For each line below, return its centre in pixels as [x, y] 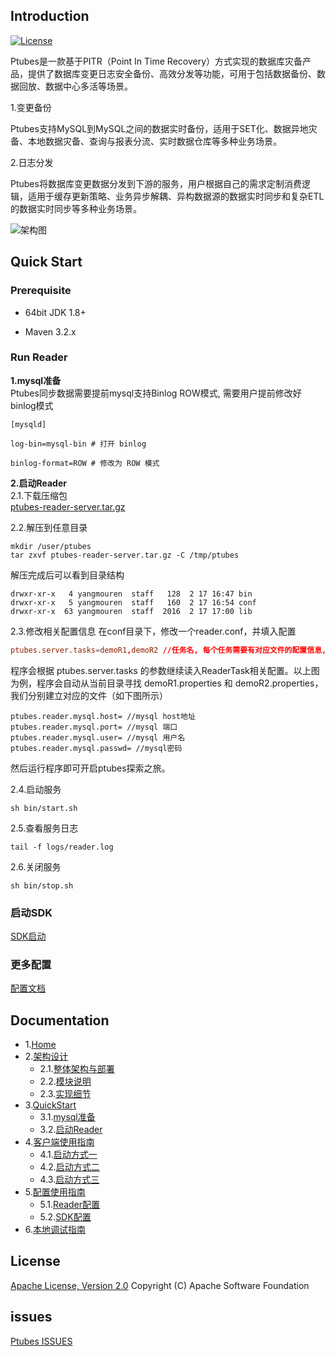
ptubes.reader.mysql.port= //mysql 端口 [94, 727]
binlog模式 [32, 405]
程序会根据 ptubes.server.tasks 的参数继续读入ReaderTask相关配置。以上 [161, 670]
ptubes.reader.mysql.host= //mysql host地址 [103, 716]
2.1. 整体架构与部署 [77, 1069]
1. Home [40, 1045]
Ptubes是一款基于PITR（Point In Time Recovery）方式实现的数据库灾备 [156, 61]
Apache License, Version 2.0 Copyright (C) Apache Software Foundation [160, 1285]
